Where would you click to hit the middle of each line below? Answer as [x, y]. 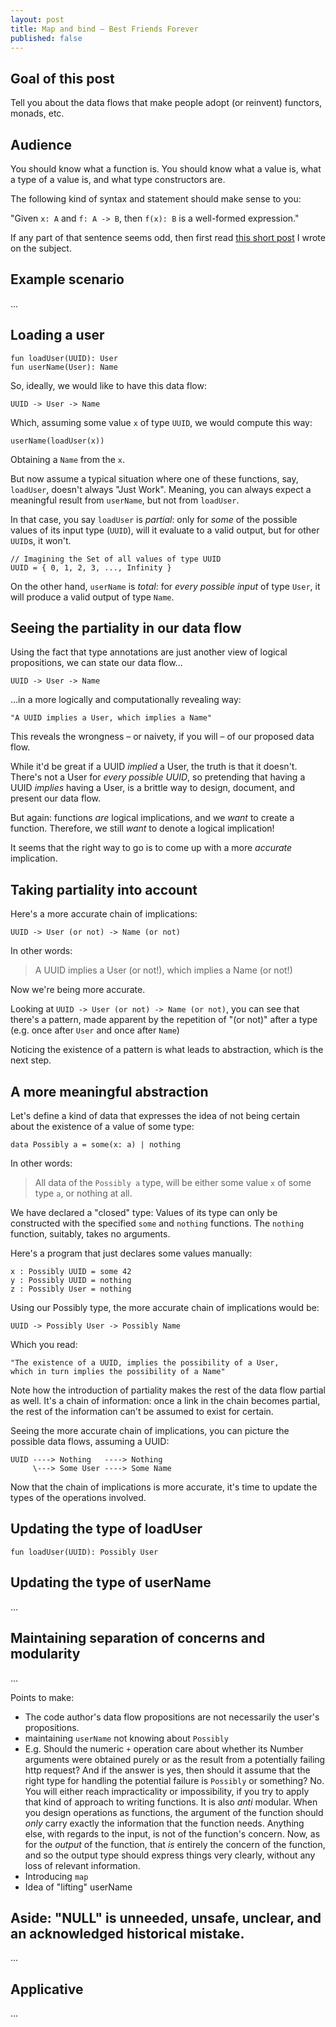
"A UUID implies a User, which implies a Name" [111, 718]
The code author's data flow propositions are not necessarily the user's [172, 1717]
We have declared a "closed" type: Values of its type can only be [144, 1213]
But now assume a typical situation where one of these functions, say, [154, 478]
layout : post [37, 19]
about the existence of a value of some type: [102, 1127]
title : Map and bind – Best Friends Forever [104, 29]
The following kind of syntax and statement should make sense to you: [156, 199]
